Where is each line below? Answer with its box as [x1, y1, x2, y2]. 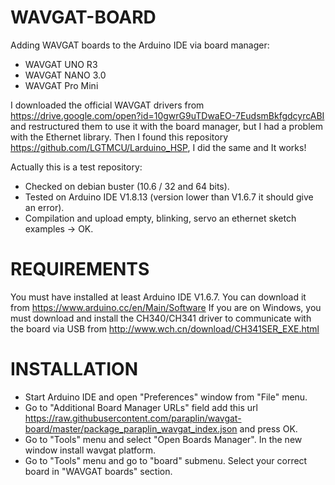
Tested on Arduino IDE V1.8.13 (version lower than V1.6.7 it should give [24, 191, 314, 203]
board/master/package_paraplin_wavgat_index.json [24, 422, 238, 435]
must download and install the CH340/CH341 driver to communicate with [10, 312, 312, 324]
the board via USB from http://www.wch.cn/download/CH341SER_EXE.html [10, 322, 320, 335]
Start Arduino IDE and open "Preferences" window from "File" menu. [24, 391, 308, 403]
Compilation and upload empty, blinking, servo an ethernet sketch [24, 212, 297, 224]
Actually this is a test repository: [10, 161, 143, 173]
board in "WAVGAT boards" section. [24, 465, 173, 477]
